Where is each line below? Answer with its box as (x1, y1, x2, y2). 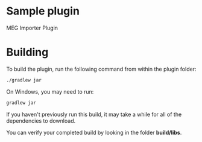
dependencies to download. (6, 117, 76, 124)
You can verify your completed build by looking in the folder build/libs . (6, 129, 182, 136)
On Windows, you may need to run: (6, 88, 94, 95)
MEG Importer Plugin (6, 24, 58, 31)
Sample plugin (6, 4, 80, 18)
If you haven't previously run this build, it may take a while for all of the (6, 111, 182, 118)
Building (6, 45, 49, 59)
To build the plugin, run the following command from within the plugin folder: (6, 65, 197, 73)
